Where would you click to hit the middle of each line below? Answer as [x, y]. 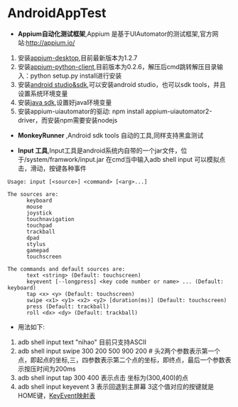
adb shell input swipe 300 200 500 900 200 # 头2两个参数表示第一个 [119, 351]
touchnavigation [50, 219]
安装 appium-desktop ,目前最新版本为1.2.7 [77, 58]
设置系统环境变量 [43, 93]
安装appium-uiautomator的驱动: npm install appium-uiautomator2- [115, 111]
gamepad [38, 250]
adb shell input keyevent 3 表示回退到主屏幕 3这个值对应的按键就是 [116, 386]
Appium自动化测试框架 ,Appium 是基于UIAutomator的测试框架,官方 [115, 34]
